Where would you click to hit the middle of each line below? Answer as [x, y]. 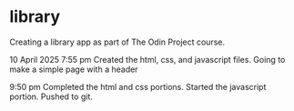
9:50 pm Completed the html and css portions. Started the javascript [138, 86]
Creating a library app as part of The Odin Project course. [117, 42]
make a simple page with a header [74, 69]
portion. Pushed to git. [51, 96]
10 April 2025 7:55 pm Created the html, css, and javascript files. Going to [147, 59]
